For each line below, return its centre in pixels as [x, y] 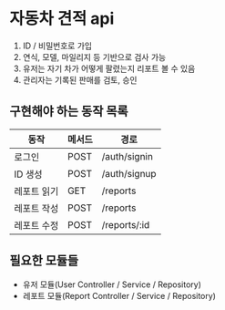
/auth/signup [129, 173]
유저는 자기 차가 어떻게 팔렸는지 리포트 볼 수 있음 [109, 68]
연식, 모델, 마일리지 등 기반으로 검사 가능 [94, 57]
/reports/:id [126, 224]
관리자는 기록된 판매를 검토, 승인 [80, 79]
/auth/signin [127, 156]
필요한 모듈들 [44, 261]
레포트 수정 [36, 225]
